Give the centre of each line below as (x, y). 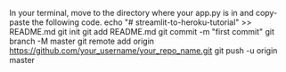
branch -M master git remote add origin (82, 41)
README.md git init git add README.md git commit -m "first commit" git (142, 32)
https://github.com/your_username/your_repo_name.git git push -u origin (143, 51)
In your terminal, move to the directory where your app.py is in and (131, 13)
